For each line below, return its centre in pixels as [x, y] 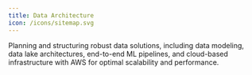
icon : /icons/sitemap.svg [51, 23]
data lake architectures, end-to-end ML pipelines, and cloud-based [118, 54]
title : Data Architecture [51, 15]
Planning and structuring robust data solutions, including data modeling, [126, 45]
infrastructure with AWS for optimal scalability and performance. [114, 62]
